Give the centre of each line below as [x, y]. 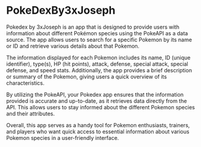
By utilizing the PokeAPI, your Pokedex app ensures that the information [95, 94]
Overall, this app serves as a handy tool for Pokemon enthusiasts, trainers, [98, 125]
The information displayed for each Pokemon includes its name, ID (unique [98, 57]
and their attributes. [31, 114]
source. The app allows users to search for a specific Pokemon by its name [99, 39]
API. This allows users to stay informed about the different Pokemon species [100, 107]
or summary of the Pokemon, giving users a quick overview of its [86, 76]
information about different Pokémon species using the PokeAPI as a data [97, 33]
